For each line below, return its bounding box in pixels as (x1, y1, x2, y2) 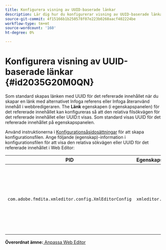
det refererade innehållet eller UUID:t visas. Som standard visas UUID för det (5, 114, 161, 120)
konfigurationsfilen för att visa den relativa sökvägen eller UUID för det (5, 139, 149, 145)
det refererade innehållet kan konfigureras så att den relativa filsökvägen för (5, 109, 160, 115)
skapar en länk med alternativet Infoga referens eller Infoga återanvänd (5, 98, 150, 104)
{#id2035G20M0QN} (5, 77, 94, 88)
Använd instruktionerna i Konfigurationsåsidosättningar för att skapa (5, 129, 144, 135)
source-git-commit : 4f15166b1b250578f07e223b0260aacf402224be (5, 16, 136, 21)
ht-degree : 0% (5, 30, 35, 35)
